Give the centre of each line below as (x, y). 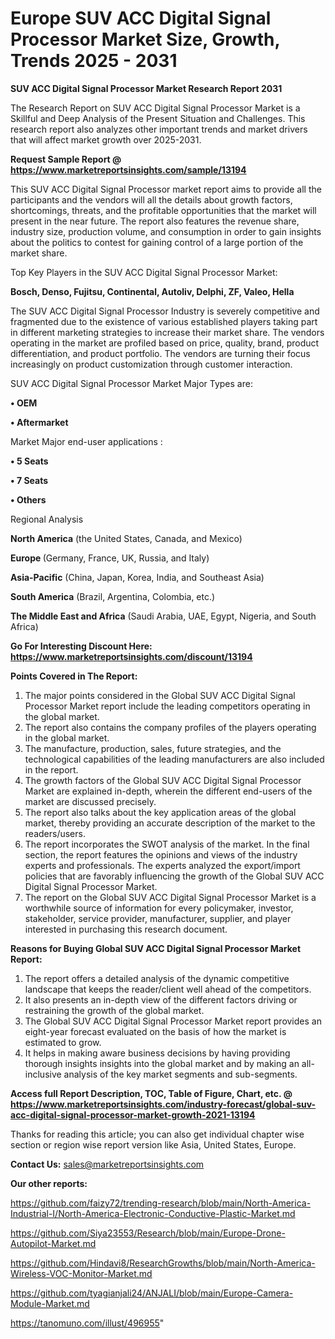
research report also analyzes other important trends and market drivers (159, 129)
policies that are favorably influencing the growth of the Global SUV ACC (174, 876)
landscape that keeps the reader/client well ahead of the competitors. (168, 989)
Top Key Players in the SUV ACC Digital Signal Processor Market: (144, 272)
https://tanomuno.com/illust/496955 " (87, 1323)
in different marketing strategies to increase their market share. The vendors (167, 332)
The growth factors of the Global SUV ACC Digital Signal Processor (163, 780)
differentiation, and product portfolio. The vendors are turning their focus (160, 353)
